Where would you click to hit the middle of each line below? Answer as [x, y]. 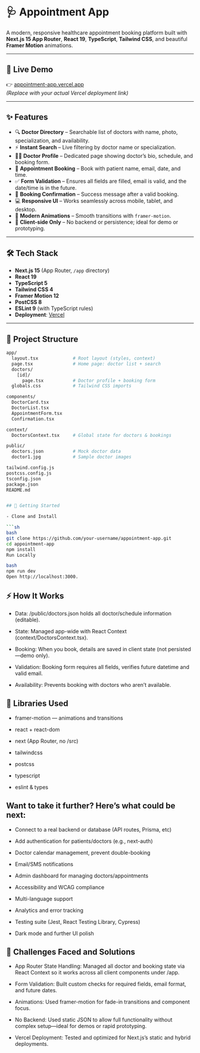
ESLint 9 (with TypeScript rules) [54, 308]
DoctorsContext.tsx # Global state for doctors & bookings [91, 435]
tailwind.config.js [30, 468]
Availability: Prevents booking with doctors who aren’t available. [93, 685]
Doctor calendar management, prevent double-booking [82, 852]
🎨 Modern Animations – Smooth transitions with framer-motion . [93, 215]
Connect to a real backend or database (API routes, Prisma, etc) [93, 829]
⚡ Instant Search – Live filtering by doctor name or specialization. [95, 147]
